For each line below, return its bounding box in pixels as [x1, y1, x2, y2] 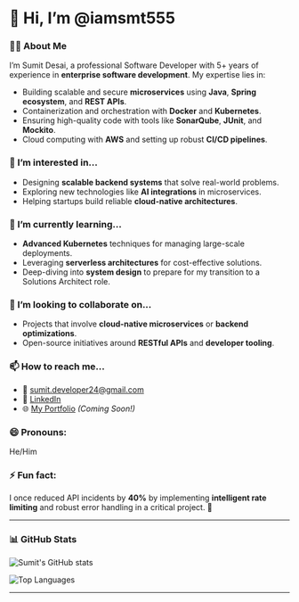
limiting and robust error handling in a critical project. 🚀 [9, 502, 214, 513]
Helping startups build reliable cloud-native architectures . [21, 195, 238, 206]
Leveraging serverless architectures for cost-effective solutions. [21, 258, 263, 268]
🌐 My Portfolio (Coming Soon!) [21, 403, 136, 414]
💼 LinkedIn [21, 393, 61, 404]
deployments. [21, 248, 73, 259]
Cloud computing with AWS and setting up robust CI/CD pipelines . [21, 134, 268, 145]
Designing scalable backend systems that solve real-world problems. [21, 177, 279, 187]
